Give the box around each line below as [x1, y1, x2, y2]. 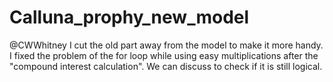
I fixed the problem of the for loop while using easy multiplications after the [9, 49, 319, 61]
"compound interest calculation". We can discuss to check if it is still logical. [9, 60, 323, 72]
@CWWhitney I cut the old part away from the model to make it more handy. [9, 39, 324, 51]
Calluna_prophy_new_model [9, 6, 250, 29]
